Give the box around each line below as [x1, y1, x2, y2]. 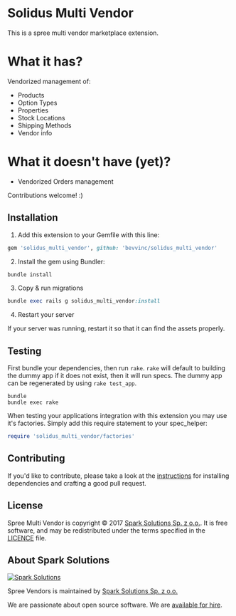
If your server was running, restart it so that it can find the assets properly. [7, 324, 225, 333]
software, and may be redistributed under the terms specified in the [7, 526, 206, 535]
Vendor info [17, 128, 53, 137]
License [7, 500, 43, 512]
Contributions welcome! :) [7, 191, 83, 199]
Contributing [7, 452, 65, 464]
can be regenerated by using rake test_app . [7, 379, 137, 387]
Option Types [17, 98, 58, 107]
